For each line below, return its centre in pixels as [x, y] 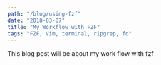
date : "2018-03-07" [36, 20]
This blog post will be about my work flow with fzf [81, 54]
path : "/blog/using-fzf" [44, 14]
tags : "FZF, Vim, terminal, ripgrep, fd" [70, 34]
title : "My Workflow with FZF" [54, 27]
